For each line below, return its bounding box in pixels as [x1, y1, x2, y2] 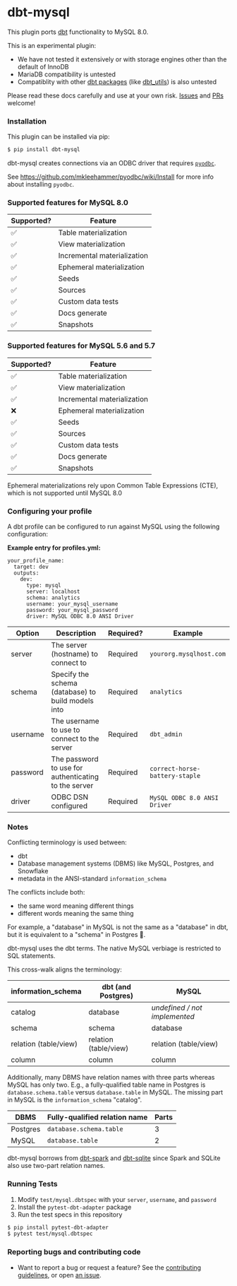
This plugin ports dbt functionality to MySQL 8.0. [7, 28, 149, 36]
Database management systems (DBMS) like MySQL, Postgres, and [17, 859, 214, 868]
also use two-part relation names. [7, 1162, 106, 1170]
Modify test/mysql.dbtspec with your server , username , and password [17, 1195, 217, 1203]
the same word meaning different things [17, 902, 134, 910]
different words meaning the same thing [17, 909, 134, 918]
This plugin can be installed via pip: [7, 132, 110, 141]
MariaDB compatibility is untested [17, 70, 116, 78]
